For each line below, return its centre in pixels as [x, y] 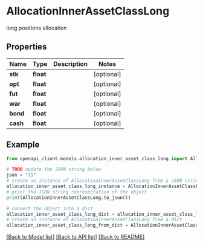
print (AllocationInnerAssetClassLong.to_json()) [69, 198]
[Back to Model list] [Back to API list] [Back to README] [76, 237]
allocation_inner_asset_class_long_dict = [60, 214]
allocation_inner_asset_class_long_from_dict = [67, 225]
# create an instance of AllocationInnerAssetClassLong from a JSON [94, 181]
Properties [27, 47]
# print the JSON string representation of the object [77, 192]
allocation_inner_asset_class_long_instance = [66, 186]
